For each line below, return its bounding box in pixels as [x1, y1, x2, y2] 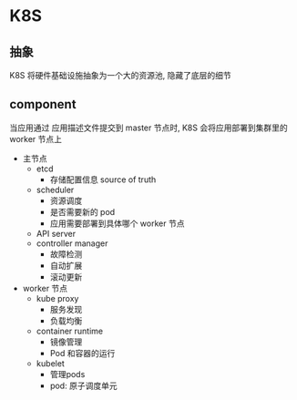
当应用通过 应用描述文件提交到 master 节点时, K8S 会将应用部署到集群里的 [9, 122, 289, 133]
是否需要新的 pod [49, 206, 116, 217]
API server [36, 228, 76, 239]
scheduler [36, 184, 75, 195]
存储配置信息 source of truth [49, 174, 157, 185]
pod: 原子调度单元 [49, 380, 118, 391]
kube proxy [36, 292, 79, 303]
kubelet [36, 357, 66, 369]
